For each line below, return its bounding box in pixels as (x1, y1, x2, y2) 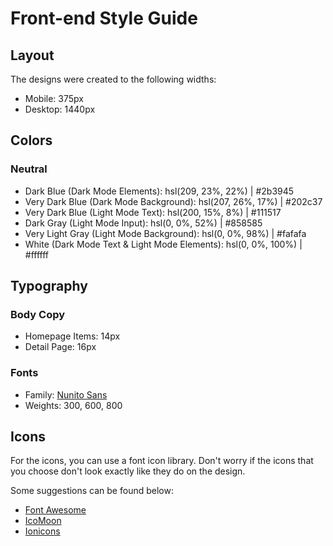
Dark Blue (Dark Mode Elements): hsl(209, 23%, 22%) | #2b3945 (24, 185, 295, 197)
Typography (10, 278, 88, 295)
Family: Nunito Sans (24, 388, 108, 401)
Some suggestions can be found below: (10, 485, 174, 497)
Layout (10, 47, 55, 64)
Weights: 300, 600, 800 (24, 399, 123, 411)
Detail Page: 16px (24, 341, 97, 353)
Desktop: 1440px (24, 103, 96, 115)
